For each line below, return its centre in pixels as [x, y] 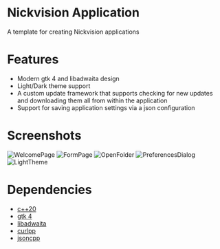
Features [33, 59]
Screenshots [44, 136]
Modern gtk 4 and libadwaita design [68, 78]
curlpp [26, 230]
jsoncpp [29, 238]
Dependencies [49, 190]
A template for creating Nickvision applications [73, 32]
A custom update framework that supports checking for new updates [115, 93]
